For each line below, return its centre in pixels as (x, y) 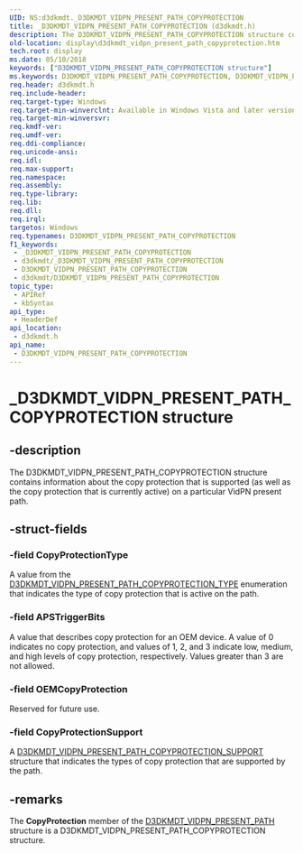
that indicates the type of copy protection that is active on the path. (134, 594)
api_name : (28, 345)
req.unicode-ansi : (44, 152)
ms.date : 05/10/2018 (48, 60)
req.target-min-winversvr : (60, 118)
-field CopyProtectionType (69, 554)
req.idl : (26, 160)
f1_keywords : (34, 245)
